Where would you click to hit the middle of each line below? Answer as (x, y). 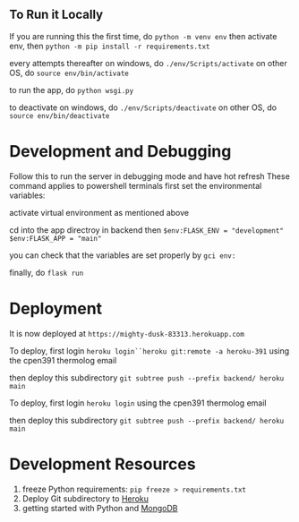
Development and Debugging (120, 151)
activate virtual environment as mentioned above (99, 212)
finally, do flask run (47, 272)
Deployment (56, 308)
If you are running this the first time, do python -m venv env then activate (143, 36)
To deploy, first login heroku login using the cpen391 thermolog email (138, 403)
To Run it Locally (56, 15)
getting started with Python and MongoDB (100, 508)
